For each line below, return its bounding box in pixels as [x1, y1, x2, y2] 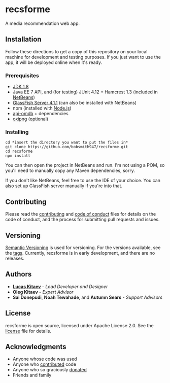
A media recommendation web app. [5, 20, 80, 26]
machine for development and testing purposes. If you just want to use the [5, 54, 161, 60]
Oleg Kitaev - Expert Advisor [12, 289, 74, 295]
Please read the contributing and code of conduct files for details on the [5, 211, 156, 217]
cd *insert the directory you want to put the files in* [5, 140, 128, 145]
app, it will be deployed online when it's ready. [5, 59, 103, 65]
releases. [5, 255, 24, 261]
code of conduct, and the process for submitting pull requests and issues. [5, 217, 160, 223]
